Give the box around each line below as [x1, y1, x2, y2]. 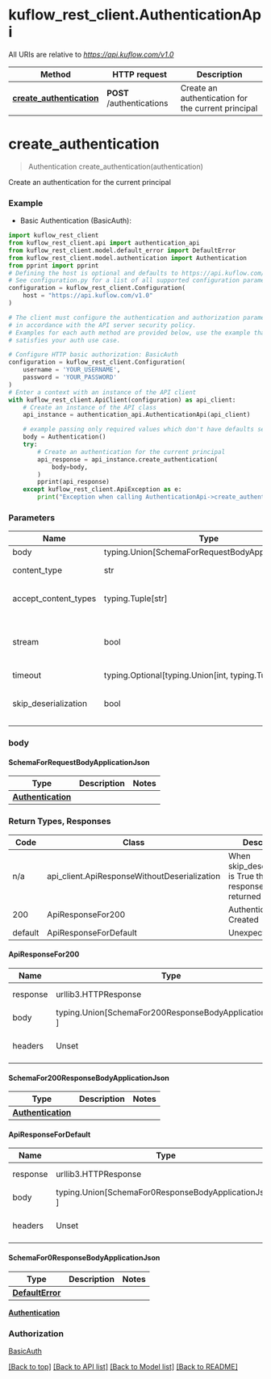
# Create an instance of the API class [23, 403, 157, 411]
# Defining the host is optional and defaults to [8, 269, 179, 277]
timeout [12, 670, 42, 681]
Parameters [8, 511, 55, 523]
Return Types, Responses [8, 816, 111, 827]
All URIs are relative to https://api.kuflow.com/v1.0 [8, 49, 174, 59]
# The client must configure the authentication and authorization [8, 313, 240, 322]
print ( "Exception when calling [37, 493, 143, 502]
